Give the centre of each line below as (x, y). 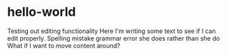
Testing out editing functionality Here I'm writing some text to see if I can (111, 31)
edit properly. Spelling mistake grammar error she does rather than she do (114, 38)
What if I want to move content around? (64, 45)
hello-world (42, 12)
